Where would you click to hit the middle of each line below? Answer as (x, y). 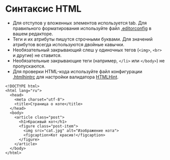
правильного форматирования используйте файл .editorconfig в (82, 28)
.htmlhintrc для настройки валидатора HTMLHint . (65, 77)
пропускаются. (29, 66)
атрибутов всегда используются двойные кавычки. (69, 44)
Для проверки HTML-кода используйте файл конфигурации (77, 71)
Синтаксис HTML (43, 9)
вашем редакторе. (33, 34)
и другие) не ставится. (37, 55)
